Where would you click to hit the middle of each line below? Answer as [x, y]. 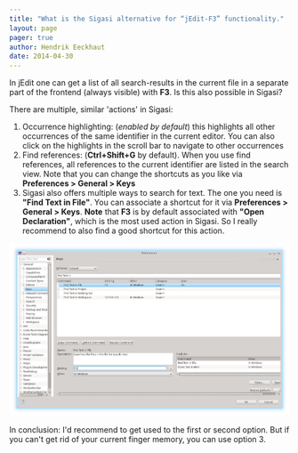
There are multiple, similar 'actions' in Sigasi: [91, 109]
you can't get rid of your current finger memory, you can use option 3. [138, 439]
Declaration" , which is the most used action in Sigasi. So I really [140, 222]
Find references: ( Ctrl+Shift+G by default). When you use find [136, 155]
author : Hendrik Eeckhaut [57, 47]
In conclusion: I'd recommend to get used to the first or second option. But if [149, 429]
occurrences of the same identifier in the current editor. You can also [149, 136]
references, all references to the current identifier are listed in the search [155, 165]
